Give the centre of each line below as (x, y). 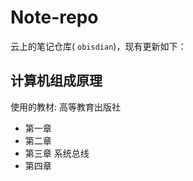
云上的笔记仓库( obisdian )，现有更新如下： (98, 46)
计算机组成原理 (56, 81)
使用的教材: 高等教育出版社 (65, 107)
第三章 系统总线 (57, 153)
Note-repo (54, 17)
